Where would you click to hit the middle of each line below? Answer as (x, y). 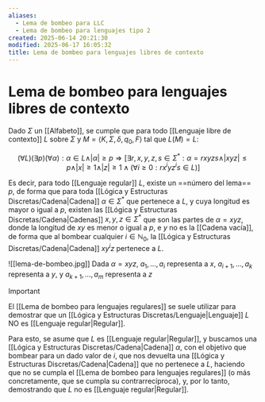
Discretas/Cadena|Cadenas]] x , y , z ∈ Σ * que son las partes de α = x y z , (126, 218)
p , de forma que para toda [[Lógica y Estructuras (88, 191)
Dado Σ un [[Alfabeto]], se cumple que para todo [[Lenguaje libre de (120, 130)
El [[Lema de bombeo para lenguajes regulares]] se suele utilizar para (122, 307)
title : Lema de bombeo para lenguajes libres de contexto (106, 52)
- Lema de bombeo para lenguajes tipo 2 (83, 30)
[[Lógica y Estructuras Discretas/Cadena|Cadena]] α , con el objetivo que (128, 347)
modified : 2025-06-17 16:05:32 (60, 45)
